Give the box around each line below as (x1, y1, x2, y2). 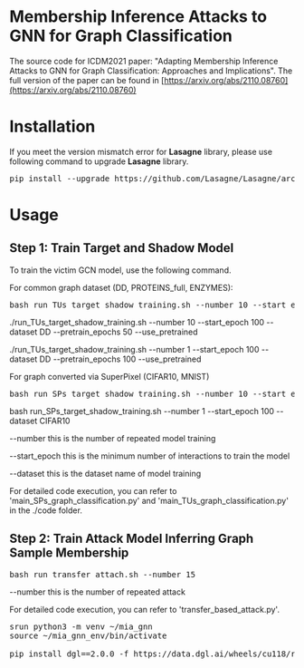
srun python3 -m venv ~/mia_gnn (9, 621, 153, 632)
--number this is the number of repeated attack (9, 586, 185, 597)
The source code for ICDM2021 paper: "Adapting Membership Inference (9, 55, 279, 66)
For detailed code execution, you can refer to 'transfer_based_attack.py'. (9, 604, 280, 615)
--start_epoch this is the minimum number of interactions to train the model (9, 450, 290, 461)
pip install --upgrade (9, 173, 110, 183)
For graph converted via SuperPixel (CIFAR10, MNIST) (9, 371, 210, 382)
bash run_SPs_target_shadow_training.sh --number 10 (9, 388, 249, 399)
